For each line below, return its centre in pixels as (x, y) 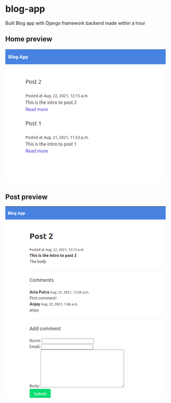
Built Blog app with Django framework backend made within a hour (75, 23)
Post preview (26, 197)
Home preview (29, 39)
